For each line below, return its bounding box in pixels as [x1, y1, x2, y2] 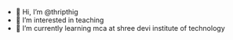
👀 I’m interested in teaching [15, 15, 104, 25]
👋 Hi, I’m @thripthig [15, 8, 78, 16]
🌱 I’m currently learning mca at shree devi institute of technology [15, 24, 225, 32]
